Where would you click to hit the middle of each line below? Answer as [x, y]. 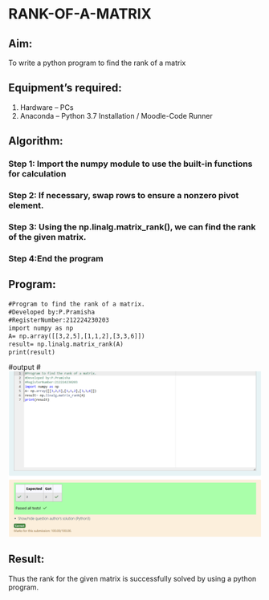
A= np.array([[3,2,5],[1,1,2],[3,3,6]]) [77, 336]
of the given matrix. [47, 237]
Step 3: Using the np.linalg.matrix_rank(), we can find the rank [132, 227]
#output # [25, 367]
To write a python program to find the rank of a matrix [97, 63]
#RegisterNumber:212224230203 [59, 320]
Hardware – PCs [47, 107]
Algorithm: [36, 141]
